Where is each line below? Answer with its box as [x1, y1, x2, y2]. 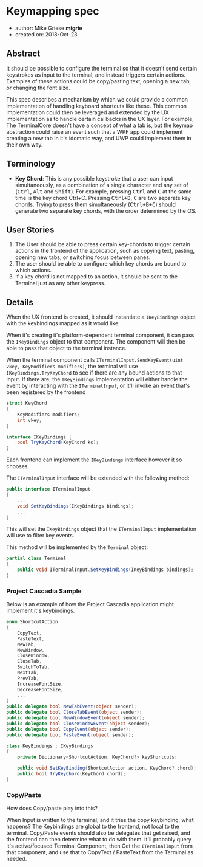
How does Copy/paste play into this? [6, 804, 98, 812]
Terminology [6, 159, 56, 169]
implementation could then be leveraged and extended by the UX [6, 108, 170, 116]
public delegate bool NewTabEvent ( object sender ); [6, 703, 137, 710]
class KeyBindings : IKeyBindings [6, 743, 94, 749]
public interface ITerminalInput [6, 486, 91, 492]
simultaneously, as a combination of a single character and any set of [15, 181, 189, 188]
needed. [6, 855, 27, 863]
